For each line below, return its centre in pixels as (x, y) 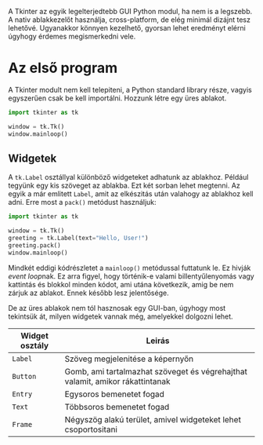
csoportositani (91, 429)
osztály (35, 345)
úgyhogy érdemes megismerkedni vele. (72, 36)
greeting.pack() (34, 246)
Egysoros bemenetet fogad (114, 394)
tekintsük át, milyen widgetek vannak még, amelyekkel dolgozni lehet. (121, 316)
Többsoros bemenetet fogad (117, 407)
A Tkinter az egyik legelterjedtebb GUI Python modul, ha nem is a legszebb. (130, 11)
